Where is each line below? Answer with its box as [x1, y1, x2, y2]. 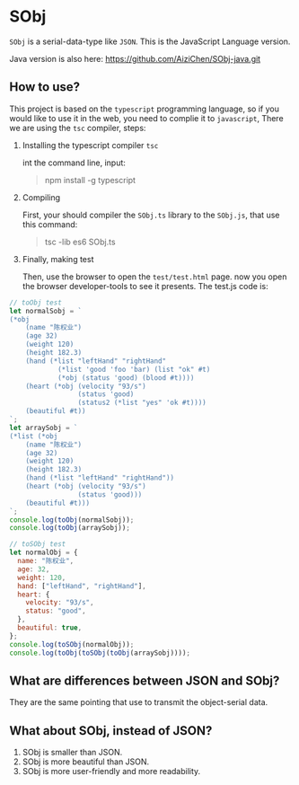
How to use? [9, 79, 81, 95]
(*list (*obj [9, 431, 58, 441]
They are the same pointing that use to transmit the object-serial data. [9, 697, 268, 708]
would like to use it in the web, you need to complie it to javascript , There [9, 112, 285, 123]
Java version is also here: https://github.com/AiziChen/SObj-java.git [9, 53, 261, 64]
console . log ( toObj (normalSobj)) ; [9, 515, 135, 525]
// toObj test [9, 298, 63, 307]
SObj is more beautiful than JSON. [22, 756, 150, 767]
